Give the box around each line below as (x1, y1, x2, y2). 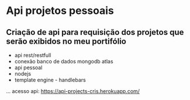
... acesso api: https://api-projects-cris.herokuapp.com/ (6, 88, 140, 94)
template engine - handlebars (14, 77, 86, 83)
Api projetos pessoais (6, 4, 114, 17)
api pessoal (14, 64, 43, 71)
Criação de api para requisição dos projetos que (6, 27, 184, 37)
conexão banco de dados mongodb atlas (14, 58, 113, 65)
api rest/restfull (14, 52, 51, 59)
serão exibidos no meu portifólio (6, 36, 127, 46)
